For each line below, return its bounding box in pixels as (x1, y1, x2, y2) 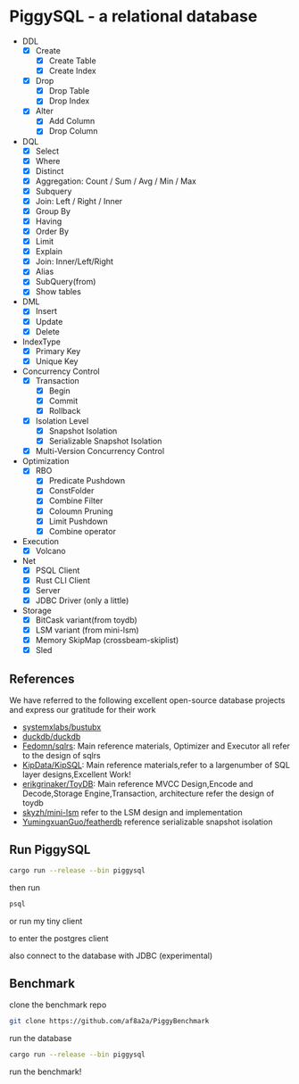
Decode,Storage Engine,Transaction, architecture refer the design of (21, 788, 275, 799)
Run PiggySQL (9, 842, 91, 857)
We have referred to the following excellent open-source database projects (9, 695, 286, 706)
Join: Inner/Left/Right (35, 256, 114, 267)
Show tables (35, 286, 82, 297)
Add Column (48, 116, 96, 127)
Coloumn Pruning (48, 506, 113, 517)
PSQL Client (35, 565, 80, 575)
